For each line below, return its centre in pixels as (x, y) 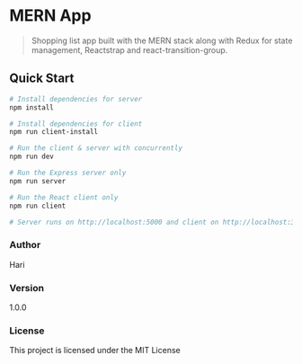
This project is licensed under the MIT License (95, 351)
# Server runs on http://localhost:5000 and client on (114, 222)
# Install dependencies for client (76, 124)
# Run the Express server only (68, 173)
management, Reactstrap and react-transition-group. (129, 49)
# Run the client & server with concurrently (96, 148)
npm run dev (31, 157)
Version (27, 288)
